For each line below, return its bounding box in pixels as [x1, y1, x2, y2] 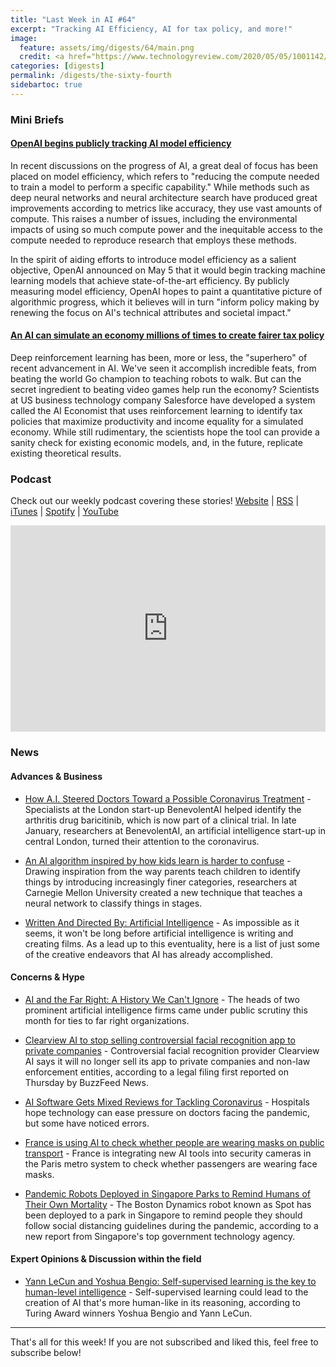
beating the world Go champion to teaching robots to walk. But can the [10, 373, 302, 385]
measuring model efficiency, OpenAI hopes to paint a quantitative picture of [10, 285, 323, 297]
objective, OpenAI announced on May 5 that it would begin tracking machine [10, 264, 326, 276]
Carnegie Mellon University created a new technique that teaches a [24, 886, 303, 898]
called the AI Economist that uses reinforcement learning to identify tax [10, 405, 303, 417]
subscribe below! [10, 1346, 82, 1358]
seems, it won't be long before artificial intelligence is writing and [24, 927, 294, 939]
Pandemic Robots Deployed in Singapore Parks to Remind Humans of [24, 1187, 312, 1200]
